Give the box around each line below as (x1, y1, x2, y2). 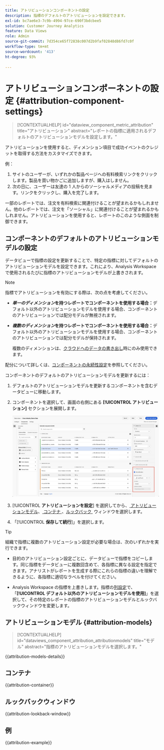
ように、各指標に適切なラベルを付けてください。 (20, 574, 119, 579)
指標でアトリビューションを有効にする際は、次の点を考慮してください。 (5, 290, 150, 296)
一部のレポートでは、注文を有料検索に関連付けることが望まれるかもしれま (5, 200, 155, 206)
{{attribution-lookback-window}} (5, 711, 71, 717)
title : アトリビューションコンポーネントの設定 (5, 8, 89, 13)
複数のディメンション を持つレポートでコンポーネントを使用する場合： (12, 323, 153, 328)
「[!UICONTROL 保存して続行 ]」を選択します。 (12, 519, 107, 525)
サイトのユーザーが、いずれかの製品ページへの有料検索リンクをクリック (12, 172, 158, 177)
